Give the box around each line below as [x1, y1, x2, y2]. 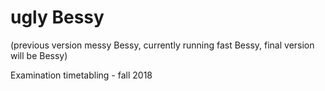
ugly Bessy [10, 6, 105, 29]
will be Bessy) [10, 49, 68, 61]
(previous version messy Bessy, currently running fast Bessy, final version [10, 39, 315, 51]
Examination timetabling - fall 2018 [10, 69, 153, 81]
